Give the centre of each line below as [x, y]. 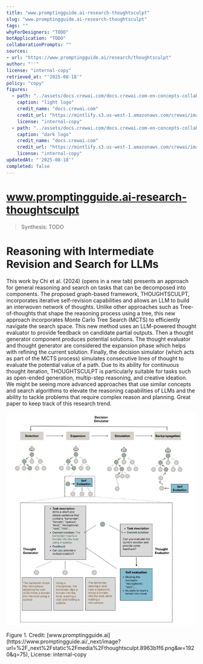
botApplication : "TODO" [36, 39]
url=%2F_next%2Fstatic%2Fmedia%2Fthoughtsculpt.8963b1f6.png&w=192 [100, 648]
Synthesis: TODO [43, 227]
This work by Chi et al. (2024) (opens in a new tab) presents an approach [98, 281]
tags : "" [17, 25]
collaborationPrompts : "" [39, 45]
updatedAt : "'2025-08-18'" [40, 160]
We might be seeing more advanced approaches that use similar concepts [99, 384]
